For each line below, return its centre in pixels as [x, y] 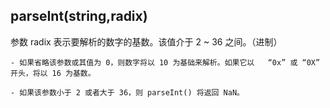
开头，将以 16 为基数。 [53, 73]
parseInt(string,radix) [79, 16]
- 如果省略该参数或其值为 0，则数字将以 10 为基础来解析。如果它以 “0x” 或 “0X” [165, 62]
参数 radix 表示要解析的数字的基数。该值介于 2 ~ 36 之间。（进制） [146, 41]
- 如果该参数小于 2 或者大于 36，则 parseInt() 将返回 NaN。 [127, 92]
